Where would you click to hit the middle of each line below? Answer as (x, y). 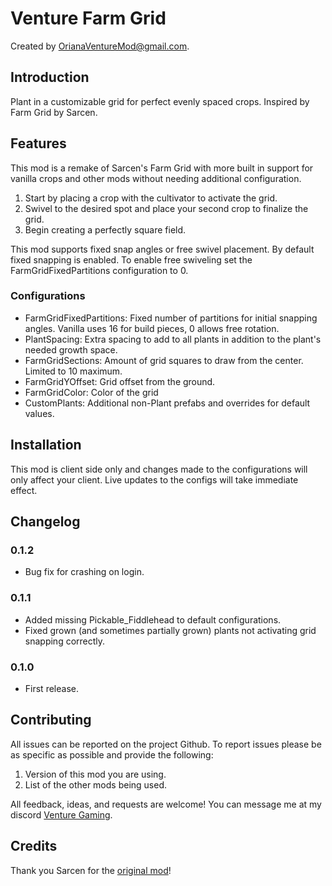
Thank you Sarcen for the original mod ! (91, 870)
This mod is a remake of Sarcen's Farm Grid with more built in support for (162, 168)
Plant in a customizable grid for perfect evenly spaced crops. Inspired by (160, 101)
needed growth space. (71, 349)
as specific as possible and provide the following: (112, 754)
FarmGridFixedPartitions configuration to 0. (99, 270)
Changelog (45, 522)
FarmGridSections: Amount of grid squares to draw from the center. (164, 360)
